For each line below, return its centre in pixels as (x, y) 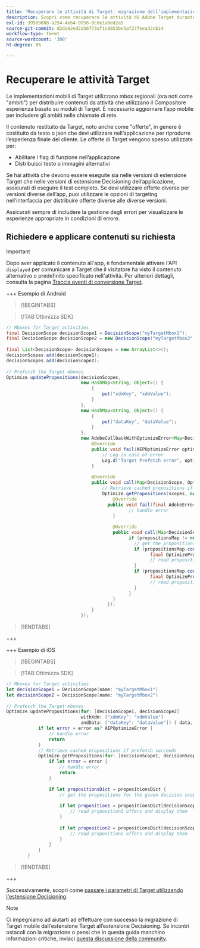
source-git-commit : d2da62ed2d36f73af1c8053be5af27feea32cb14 (85, 28)
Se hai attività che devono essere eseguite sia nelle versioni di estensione (96, 175)
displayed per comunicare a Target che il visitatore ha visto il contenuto (94, 269)
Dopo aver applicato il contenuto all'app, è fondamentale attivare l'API (92, 263)
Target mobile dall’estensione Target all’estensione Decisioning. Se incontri (98, 926)
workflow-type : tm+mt (33, 34)
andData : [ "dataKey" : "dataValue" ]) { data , (137, 723)
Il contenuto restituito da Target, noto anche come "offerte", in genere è (94, 126)
